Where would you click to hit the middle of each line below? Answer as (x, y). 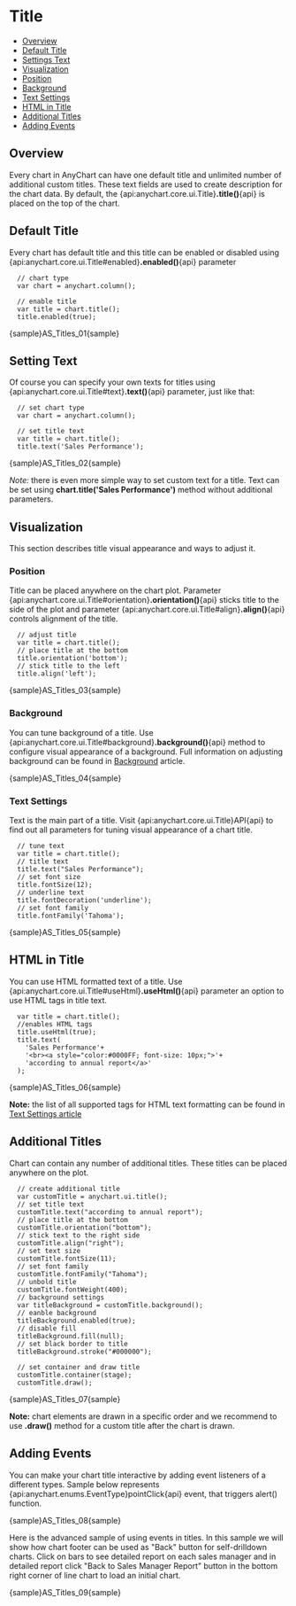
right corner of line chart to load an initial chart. (95, 1575)
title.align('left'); (57, 674)
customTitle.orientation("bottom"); (84, 1228)
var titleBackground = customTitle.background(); (110, 1305)
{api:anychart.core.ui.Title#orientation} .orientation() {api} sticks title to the (144, 600)
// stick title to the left (69, 667)
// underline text (51, 893)
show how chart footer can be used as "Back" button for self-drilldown (138, 1547)
